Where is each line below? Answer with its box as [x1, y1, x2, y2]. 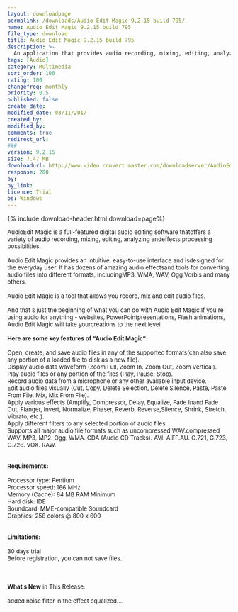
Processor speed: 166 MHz [7, 484, 81, 491]
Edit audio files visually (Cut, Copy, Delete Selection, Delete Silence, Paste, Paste [7, 384, 227, 392]
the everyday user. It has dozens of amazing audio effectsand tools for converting [7, 264, 229, 272]
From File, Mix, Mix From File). [7, 391, 89, 399]
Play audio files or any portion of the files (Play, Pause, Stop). [7, 370, 174, 378]
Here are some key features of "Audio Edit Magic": [7, 335, 149, 343]
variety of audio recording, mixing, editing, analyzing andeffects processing [7, 235, 212, 243]
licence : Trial [7, 189, 52, 196]
